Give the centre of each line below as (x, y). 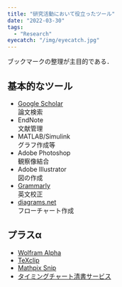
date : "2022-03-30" (36, 21)
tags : (15, 27)
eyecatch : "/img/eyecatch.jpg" (54, 40)
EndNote (30, 120)
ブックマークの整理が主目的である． (60, 62)
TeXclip (29, 260)
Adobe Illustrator (42, 169)
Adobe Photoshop (44, 153)
